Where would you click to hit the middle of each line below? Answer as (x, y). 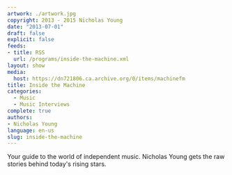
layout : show (26, 66)
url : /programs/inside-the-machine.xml (71, 59)
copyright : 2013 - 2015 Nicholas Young (65, 20)
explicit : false (31, 40)
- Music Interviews (42, 105)
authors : (20, 117)
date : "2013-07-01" (36, 26)
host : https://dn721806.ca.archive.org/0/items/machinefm (100, 78)
